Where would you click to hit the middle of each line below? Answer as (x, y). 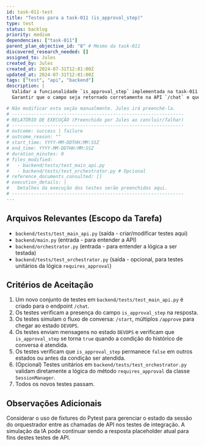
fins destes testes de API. (38, 437)
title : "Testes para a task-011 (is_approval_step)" (75, 18)
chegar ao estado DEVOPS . (47, 325)
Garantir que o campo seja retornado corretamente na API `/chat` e (101, 97)
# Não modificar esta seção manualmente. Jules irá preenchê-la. (91, 108)
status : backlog (27, 29)
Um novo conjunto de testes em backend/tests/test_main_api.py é (99, 300)
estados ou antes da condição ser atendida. (70, 358)
